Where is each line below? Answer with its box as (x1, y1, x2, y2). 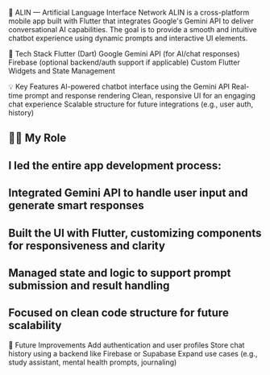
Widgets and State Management (8, 66, 115, 76)
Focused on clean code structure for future (8, 306, 230, 320)
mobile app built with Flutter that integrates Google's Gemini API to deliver (8, 16, 254, 26)
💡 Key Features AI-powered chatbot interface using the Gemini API (8, 81, 231, 91)
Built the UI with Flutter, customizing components (8, 226, 262, 240)
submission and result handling (8, 278, 170, 292)
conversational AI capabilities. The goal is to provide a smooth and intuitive (8, 25, 257, 34)
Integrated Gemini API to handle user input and (8, 186, 248, 200)
